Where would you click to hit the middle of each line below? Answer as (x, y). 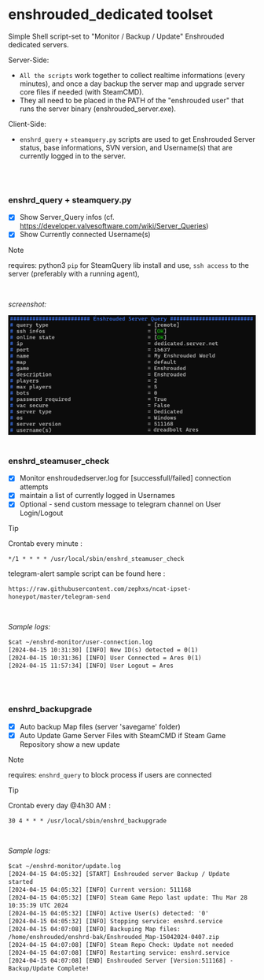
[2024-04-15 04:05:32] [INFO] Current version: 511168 (100, 889)
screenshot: (27, 304)
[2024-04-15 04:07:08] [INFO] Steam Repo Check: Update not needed (121, 945)
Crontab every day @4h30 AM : (60, 805)
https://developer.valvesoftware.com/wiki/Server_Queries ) (114, 226)
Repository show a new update (70, 744)
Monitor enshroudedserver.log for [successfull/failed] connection (125, 478)
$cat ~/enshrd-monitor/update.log (65, 866)
